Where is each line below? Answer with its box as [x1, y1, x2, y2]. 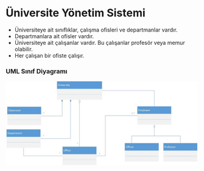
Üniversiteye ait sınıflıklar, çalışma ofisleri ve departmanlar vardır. [14, 26, 178, 33]
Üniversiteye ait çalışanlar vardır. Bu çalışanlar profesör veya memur [14, 39, 185, 46]
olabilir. [14, 45, 33, 53]
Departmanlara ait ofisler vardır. [14, 32, 94, 39]
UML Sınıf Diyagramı [5, 67, 68, 75]
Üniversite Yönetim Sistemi [5, 6, 146, 20]
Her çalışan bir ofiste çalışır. [14, 52, 85, 59]
